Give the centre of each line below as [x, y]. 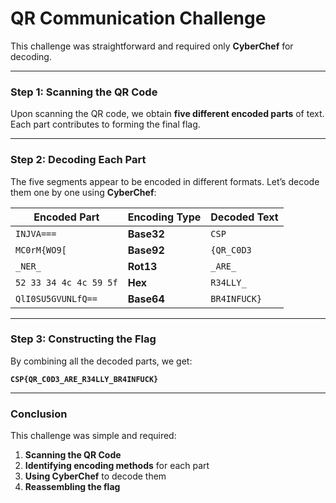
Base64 [146, 299]
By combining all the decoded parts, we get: [101, 361]
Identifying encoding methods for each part [117, 466]
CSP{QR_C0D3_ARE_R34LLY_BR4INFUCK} [84, 379]
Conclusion [39, 414]
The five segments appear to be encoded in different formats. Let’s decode [165, 181]
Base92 [146, 250]
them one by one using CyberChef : [83, 192]
